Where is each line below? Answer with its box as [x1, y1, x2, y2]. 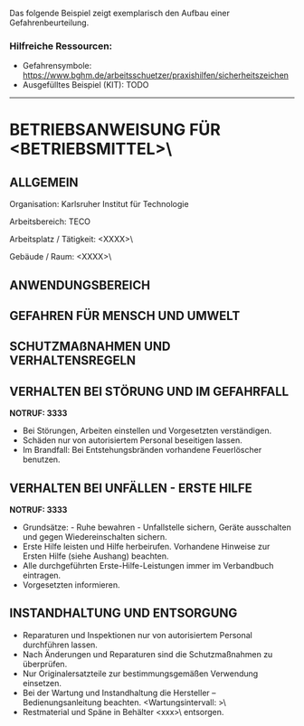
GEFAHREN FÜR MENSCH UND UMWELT [9, 308, 241, 324]
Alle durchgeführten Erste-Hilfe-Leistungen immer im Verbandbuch [22, 561, 274, 571]
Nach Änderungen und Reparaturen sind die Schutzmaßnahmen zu [22, 648, 273, 659]
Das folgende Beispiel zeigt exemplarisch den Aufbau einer [9, 8, 231, 18]
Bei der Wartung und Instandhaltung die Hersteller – [22, 687, 216, 698]
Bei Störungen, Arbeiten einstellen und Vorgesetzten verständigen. [22, 425, 272, 437]
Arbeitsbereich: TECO [9, 216, 91, 227]
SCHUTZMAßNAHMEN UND [9, 339, 171, 354]
